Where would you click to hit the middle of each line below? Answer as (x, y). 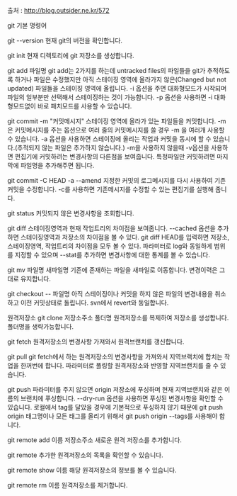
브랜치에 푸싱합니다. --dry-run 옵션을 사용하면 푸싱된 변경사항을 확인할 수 (122, 398)
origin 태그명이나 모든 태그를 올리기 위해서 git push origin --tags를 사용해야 (112, 416)
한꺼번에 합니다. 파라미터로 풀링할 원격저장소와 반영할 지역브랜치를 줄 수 (120, 366)
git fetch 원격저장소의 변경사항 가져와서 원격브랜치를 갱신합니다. (96, 342)
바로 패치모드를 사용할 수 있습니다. (85, 106)
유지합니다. (36, 279)
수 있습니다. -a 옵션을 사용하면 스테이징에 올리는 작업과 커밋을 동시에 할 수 (109, 139)
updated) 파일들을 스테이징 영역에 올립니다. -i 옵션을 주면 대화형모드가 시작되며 (117, 88)
